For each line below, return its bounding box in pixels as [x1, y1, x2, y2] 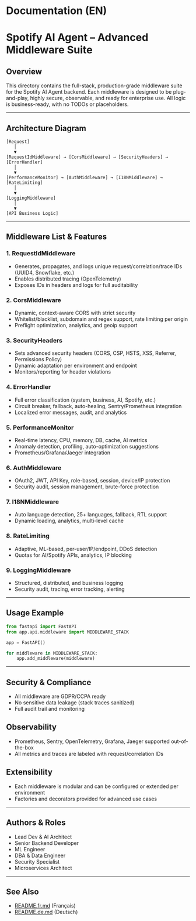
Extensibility [6, 767, 52, 777]
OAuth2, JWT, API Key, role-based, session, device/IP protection [14, 477, 170, 484]
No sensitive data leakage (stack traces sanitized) [14, 699, 135, 706]
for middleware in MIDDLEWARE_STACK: [6, 650, 98, 656]
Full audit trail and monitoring [14, 706, 85, 713]
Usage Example [6, 608, 64, 618]
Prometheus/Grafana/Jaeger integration [14, 449, 111, 456]
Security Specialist [14, 858, 60, 865]
